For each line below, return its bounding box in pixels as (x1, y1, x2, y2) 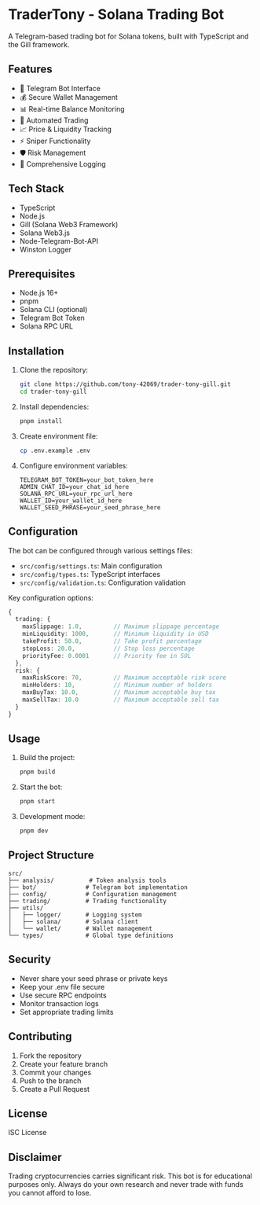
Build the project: (19, 753, 75, 762)
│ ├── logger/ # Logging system (8, 910, 143, 919)
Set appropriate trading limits (19, 1007, 114, 1016)
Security (8, 953, 51, 966)
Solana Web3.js (19, 228, 71, 237)
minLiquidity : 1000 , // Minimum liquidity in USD (22, 630, 210, 638)
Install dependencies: (19, 402, 90, 411)
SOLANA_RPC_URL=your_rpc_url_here (19, 490, 133, 498)
